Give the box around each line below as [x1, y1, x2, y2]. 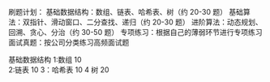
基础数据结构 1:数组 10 [8, 55, 83, 64]
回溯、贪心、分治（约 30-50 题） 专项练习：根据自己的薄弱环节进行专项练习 [8, 28, 263, 37]
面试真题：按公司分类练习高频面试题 [8, 37, 130, 47]
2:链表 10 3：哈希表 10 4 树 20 [8, 65, 109, 75]
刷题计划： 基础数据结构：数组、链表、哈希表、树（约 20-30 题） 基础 [8, 7, 243, 16]
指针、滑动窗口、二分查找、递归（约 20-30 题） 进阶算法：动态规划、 [29, 17, 263, 27]
